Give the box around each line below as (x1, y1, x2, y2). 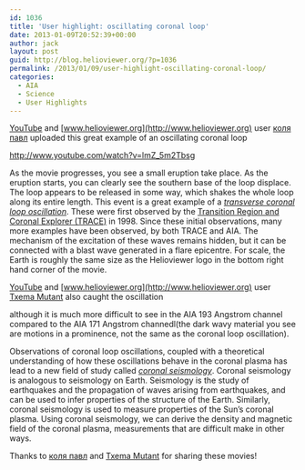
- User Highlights (17, 97, 88, 107)
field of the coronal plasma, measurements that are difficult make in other (9, 424, 285, 435)
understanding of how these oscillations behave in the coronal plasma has (9, 355, 289, 366)
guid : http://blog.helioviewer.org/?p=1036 (9, 55, 178, 65)
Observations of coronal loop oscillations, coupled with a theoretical (9, 346, 265, 357)
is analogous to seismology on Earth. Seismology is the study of (9, 375, 249, 386)
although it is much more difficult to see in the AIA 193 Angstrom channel (9, 309, 283, 320)
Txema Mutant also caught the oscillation (9, 292, 164, 303)
